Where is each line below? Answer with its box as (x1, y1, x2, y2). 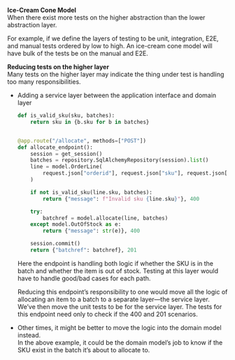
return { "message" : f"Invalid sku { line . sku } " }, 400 (43, 195, 200, 202)
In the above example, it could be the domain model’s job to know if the (17, 338, 223, 347)
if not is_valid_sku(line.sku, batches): (30, 189, 152, 196)
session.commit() (30, 240, 80, 247)
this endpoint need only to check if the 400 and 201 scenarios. (17, 310, 198, 318)
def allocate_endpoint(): (17, 143, 93, 151)
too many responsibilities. (7, 78, 82, 86)
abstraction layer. (7, 21, 57, 29)
